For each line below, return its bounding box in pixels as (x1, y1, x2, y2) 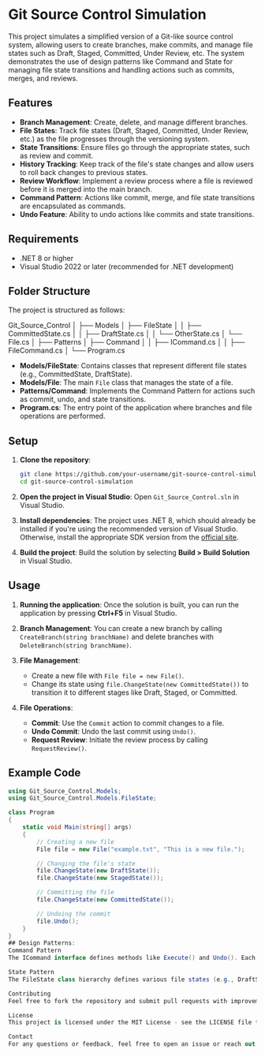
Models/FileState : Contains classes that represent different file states (19, 361, 247, 371)
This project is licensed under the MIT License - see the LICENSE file (8, 1019, 252, 1027)
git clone (19, 471, 53, 479)
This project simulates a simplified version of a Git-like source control (8, 32, 233, 41)
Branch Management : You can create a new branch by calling (19, 623, 222, 632)
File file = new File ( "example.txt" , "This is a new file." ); (36, 845, 245, 853)
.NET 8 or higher (19, 253, 73, 263)
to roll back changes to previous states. (19, 167, 148, 177)
